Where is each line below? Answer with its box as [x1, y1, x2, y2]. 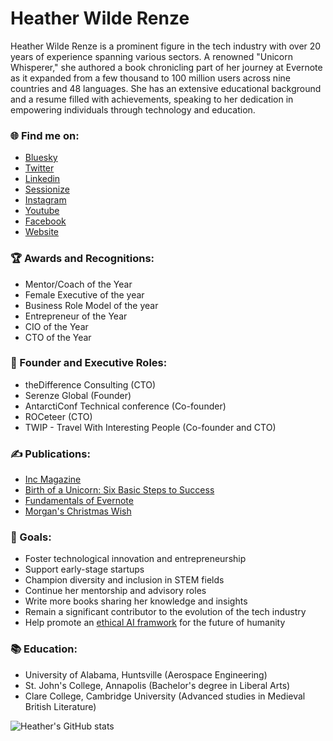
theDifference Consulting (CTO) [24, 378, 157, 391]
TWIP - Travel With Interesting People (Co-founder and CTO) [24, 421, 277, 433]
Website [24, 226, 60, 238]
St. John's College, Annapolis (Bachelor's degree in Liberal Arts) [24, 679, 291, 691]
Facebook [24, 215, 67, 227]
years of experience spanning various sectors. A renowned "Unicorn [10, 50, 293, 62]
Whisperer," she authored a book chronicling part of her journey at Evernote [10, 61, 323, 73]
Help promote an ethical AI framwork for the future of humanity [24, 617, 286, 629]
